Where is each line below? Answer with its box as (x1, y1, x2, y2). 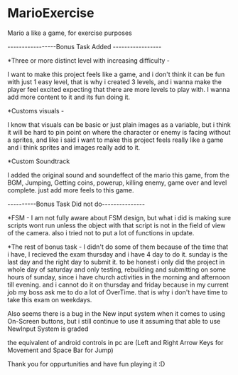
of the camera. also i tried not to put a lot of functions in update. (7, 228, 195, 237)
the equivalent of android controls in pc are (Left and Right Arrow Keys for (7, 338, 224, 346)
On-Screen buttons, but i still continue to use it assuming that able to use (7, 317, 221, 325)
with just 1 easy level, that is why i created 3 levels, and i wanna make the (7, 77, 222, 86)
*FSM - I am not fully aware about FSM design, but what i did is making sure (7, 213, 232, 222)
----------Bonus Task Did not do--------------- (7, 200, 146, 208)
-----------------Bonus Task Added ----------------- (7, 42, 162, 51)
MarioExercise (7, 5, 94, 21)
